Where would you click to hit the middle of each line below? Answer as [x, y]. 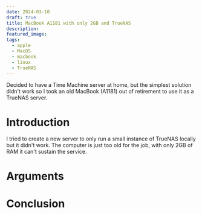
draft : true [21, 17]
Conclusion [36, 203]
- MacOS [21, 51]
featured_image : [27, 34]
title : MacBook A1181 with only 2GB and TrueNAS [69, 23]
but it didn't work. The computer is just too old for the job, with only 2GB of [99, 145]
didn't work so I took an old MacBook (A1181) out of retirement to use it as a [100, 92]
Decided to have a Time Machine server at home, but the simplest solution [99, 85]
